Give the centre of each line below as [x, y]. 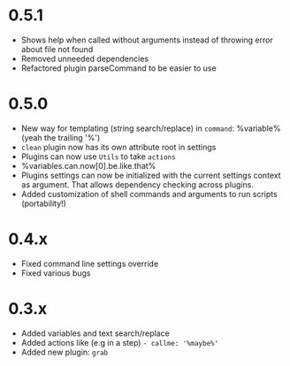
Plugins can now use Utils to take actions [98, 156]
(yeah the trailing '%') [61, 137]
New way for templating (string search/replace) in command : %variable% [151, 128]
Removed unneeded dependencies [85, 58]
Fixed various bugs [56, 273]
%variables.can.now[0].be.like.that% [88, 165]
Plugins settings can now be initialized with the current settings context [151, 175]
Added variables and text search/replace [95, 333]
